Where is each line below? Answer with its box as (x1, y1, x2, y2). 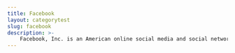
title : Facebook (7, 10, 55, 17)
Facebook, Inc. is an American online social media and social (20, 36, 208, 43)
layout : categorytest (7, 17, 71, 23)
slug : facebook (7, 23, 52, 30)
